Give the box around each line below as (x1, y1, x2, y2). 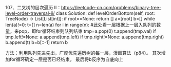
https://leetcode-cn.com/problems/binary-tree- (61, 5, 162, 10)
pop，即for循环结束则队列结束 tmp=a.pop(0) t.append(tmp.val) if (18, 28, 156, 34)
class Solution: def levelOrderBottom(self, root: (55, 10, 155, 16)
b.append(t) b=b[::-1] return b (5, 39, 68, 45)
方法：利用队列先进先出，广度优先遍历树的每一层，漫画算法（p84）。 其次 (5, 50, 162, 56)
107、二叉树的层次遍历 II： (5, 5, 62, 10)
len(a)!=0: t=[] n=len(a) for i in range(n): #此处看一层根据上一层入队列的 (5, 22, 157, 28)
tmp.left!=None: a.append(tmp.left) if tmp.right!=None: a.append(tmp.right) (5, 34, 164, 40)
